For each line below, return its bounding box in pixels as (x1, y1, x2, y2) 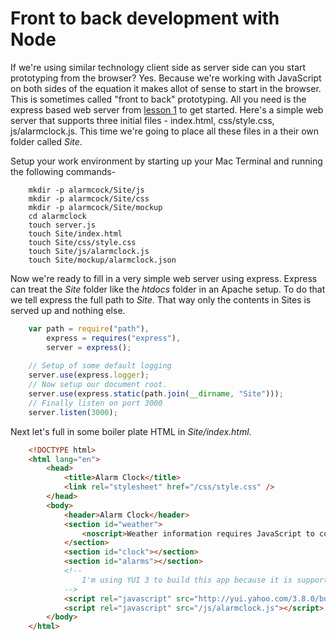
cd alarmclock (28, 211, 87, 221)
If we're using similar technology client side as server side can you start (10, 61, 307, 73)
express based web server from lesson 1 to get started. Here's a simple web (10, 103, 324, 116)
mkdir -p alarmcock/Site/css (28, 193, 150, 204)
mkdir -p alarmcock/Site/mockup (28, 202, 163, 212)
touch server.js (28, 220, 97, 230)
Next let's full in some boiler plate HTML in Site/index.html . (10, 425, 252, 437)
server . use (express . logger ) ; (28, 370, 150, 381)
